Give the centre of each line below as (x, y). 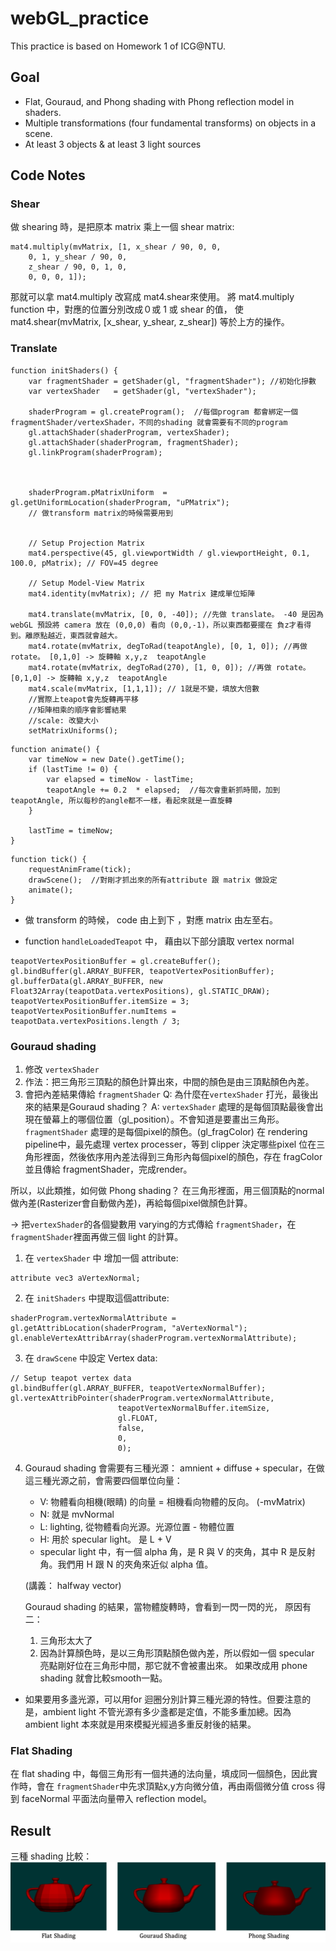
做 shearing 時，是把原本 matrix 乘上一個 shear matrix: (122, 227)
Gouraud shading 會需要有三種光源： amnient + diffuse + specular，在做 (174, 1468)
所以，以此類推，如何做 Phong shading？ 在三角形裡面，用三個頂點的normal (167, 1191)
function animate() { (55, 749)
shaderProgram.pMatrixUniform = (98, 492)
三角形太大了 (66, 1641)
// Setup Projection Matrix (86, 543)
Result (31, 1830)
